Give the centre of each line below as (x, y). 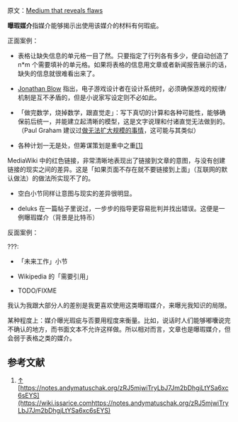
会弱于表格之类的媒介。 (41, 338)
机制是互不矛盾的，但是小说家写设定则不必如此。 (89, 97)
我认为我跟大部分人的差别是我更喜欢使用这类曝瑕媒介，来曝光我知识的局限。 (119, 305)
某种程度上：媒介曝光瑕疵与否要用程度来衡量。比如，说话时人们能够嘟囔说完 (119, 320)
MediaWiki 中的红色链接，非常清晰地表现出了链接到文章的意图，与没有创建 (117, 161)
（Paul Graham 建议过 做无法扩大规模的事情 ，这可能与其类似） (109, 130)
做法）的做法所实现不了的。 (53, 178)
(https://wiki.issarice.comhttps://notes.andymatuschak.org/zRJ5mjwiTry (123, 403)
